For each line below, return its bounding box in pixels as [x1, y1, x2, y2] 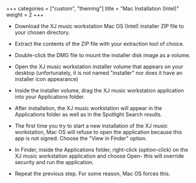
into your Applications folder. [14, 94, 85, 100]
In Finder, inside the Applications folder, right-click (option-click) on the [14, 147, 188, 153]
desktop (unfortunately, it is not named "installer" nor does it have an [14, 69, 183, 76]
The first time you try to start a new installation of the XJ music [14, 122, 168, 129]
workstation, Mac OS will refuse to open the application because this [14, 129, 182, 135]
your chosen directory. [14, 29, 70, 36]
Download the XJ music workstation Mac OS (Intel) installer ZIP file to [14, 23, 184, 29]
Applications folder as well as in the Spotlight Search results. [14, 111, 162, 118]
